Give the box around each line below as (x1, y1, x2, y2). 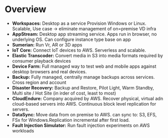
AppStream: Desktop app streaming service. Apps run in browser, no (12, 31, 157, 37)
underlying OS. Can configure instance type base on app (12, 36, 131, 42)
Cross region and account (12, 79, 66, 85)
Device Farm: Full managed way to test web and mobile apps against (12, 63, 156, 69)
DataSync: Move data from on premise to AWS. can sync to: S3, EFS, (12, 111, 157, 117)
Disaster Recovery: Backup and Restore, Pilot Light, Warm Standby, (12, 84, 154, 90)
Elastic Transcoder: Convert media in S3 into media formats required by (12, 52, 163, 59)
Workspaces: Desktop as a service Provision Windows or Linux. (12, 20, 147, 26)
